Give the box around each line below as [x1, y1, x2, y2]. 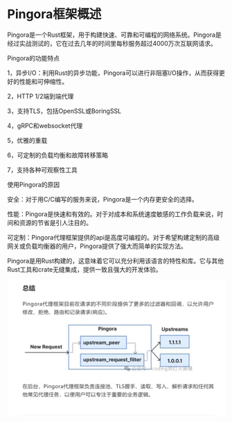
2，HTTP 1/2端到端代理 [7, 91, 74, 100]
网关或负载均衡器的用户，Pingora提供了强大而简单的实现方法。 [7, 242, 187, 250]
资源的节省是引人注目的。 [19, 218, 92, 227]
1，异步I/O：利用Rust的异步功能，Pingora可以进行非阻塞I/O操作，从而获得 [7, 69, 220, 77]
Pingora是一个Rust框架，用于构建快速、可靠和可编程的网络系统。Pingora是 [7, 30, 222, 39]
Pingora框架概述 [7, 6, 102, 22]
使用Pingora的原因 [7, 180, 60, 188]
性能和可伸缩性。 [19, 77, 68, 85]
